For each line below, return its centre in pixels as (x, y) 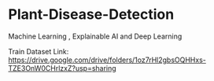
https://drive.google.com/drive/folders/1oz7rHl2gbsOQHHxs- (107, 60)
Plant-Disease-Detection (91, 15)
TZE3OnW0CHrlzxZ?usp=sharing (62, 68)
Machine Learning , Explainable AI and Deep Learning (95, 36)
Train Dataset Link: (39, 51)
